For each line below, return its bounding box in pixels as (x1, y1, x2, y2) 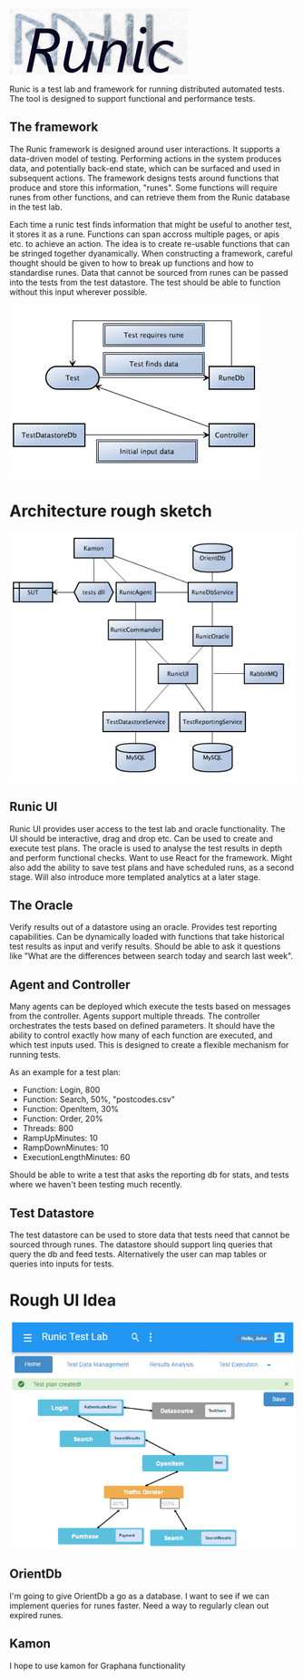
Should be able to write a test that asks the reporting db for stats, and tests (9, 1169, 289, 1180)
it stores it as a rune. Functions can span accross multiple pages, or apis (9, 229, 279, 239)
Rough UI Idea (9, 1290, 117, 1311)
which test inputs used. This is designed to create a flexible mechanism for (9, 1040, 289, 1050)
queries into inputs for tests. (9, 1258, 115, 1269)
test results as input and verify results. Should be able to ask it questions (9, 941, 281, 952)
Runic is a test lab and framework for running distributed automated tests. (9, 83, 285, 94)
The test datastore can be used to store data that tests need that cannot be (9, 1229, 290, 1240)
